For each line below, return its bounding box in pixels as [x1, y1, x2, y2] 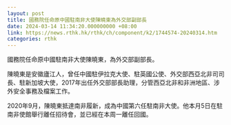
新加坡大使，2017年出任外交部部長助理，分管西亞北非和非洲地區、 [25, 78, 214, 87]
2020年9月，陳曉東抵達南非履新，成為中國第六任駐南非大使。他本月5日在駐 [7, 102, 223, 110]
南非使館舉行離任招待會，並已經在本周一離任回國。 [7, 111, 152, 119]
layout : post [7, 10, 45, 17]
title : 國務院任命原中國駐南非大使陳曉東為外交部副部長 [7, 16, 147, 23]
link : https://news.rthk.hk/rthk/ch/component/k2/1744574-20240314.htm [7, 29, 217, 36]
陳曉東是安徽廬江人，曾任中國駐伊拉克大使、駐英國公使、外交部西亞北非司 [7, 70, 219, 78]
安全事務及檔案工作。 [12, 87, 74, 95]
